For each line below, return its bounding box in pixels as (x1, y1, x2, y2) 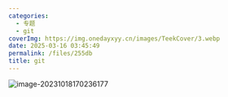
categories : (8, 11, 49, 20)
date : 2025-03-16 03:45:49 (8, 42, 100, 50)
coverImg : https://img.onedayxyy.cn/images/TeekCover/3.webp (8, 34, 221, 43)
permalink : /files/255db (8, 49, 93, 57)
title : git (8, 57, 46, 65)
